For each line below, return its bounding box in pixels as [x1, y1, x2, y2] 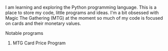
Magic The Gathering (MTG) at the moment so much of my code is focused [5, 15, 163, 21]
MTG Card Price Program [12, 40, 66, 46]
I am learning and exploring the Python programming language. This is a [5, 5, 157, 10]
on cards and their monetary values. [5, 20, 81, 26]
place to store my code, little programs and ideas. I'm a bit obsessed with [5, 10, 159, 16]
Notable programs [5, 30, 43, 36]
